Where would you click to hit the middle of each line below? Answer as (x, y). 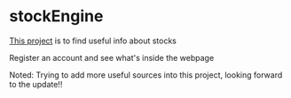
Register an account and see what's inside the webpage (112, 57)
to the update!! (36, 84)
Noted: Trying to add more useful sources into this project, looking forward (146, 75)
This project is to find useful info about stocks (93, 41)
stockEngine (56, 16)
